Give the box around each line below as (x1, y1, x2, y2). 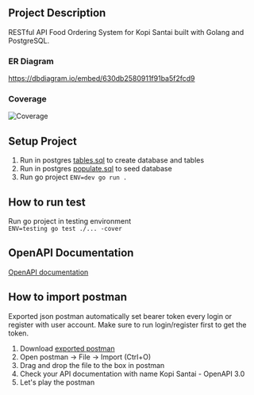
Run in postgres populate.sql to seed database (19, 164, 172, 174)
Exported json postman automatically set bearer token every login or (8, 311, 233, 320)
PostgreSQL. (8, 36, 50, 45)
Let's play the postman (19, 377, 95, 387)
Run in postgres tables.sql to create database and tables (19, 155, 205, 165)
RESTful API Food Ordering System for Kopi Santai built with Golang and (8, 27, 244, 36)
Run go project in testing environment (8, 217, 132, 226)
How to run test (8, 195, 86, 209)
